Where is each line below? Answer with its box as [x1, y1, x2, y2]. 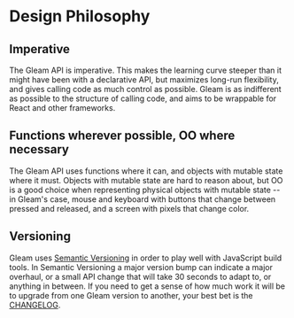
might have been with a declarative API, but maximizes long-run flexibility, [9, 74, 279, 85]
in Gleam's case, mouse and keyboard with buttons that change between [9, 193, 276, 205]
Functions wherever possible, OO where [9, 128, 236, 143]
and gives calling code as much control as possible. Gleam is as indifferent [9, 84, 282, 94]
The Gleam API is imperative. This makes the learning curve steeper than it [9, 65, 282, 75]
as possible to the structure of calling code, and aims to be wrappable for [9, 93, 277, 104]
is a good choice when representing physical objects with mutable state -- [9, 184, 281, 195]
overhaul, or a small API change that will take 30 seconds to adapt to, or [9, 271, 272, 282]
